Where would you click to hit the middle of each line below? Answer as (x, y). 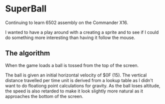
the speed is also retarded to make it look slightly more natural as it (74, 91)
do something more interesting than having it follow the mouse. (70, 37)
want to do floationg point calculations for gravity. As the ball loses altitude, (83, 85)
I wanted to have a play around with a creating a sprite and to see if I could (82, 32)
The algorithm (27, 53)
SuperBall (26, 9)
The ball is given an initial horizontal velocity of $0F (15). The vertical (76, 75)
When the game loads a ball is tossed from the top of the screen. (72, 65)
